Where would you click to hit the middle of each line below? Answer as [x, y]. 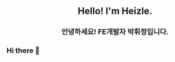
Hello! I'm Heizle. [115, 11]
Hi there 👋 [23, 50]
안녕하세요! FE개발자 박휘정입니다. [115, 32]
